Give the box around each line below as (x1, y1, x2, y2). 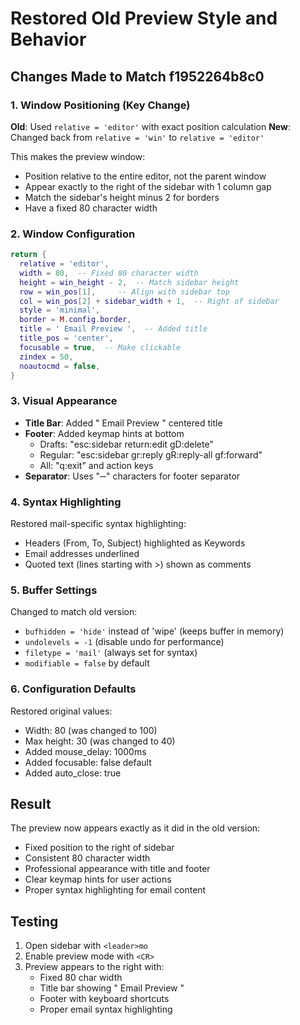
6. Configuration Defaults (10, 682, 137, 696)
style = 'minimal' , (19, 305, 101, 316)
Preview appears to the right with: (24, 961, 165, 973)
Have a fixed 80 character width (24, 202, 158, 214)
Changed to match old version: (10, 606, 138, 618)
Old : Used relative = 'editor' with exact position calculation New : (10, 120, 291, 132)
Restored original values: (10, 705, 113, 717)
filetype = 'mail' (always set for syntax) (24, 647, 198, 659)
